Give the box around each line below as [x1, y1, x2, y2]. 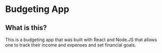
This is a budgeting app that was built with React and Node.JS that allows [5, 36, 157, 42]
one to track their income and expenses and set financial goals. [5, 42, 136, 48]
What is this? [5, 23, 47, 32]
